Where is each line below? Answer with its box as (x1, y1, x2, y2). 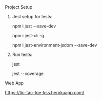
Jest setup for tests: (12, 14, 53, 19)
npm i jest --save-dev (12, 23, 56, 29)
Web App (5, 80, 24, 86)
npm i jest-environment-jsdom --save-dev (12, 42, 97, 48)
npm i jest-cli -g (12, 33, 44, 38)
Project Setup (5, 4, 33, 10)
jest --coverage (12, 71, 44, 76)
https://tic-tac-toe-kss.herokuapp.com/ (5, 90, 84, 95)
